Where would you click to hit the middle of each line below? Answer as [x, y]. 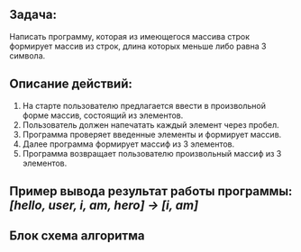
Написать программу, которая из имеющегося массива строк [130, 36]
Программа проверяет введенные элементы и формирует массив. [152, 134]
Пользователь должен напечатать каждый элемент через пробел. [150, 124]
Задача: [33, 15]
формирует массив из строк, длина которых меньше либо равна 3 [138, 46]
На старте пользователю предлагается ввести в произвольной [144, 105]
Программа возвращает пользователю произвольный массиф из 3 [152, 153]
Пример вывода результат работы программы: [151, 191]
